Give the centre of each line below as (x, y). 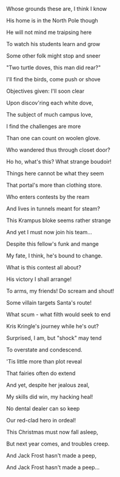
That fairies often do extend (41, 373)
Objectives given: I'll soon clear (45, 91)
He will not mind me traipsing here (49, 32)
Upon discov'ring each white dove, (50, 103)
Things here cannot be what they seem (55, 173)
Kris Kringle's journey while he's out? (52, 326)
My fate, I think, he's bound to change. (55, 255)
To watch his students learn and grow (53, 44)
